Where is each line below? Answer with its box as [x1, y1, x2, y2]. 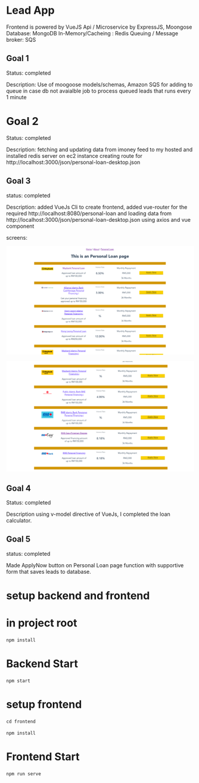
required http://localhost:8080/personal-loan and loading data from [6, 210, 172, 217]
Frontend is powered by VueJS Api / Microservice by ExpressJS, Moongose [6, 23, 192, 30]
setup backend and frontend [6, 589, 150, 602]
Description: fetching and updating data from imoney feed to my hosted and [6, 146, 193, 153]
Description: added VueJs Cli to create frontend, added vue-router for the [6, 203, 188, 210]
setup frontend [6, 698, 82, 711]
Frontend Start [6, 750, 80, 763]
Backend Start [6, 657, 79, 671]
